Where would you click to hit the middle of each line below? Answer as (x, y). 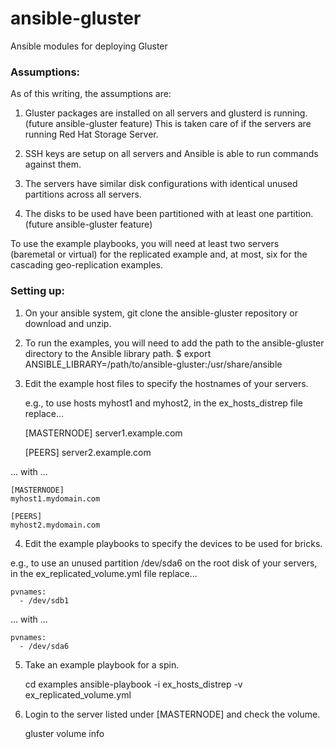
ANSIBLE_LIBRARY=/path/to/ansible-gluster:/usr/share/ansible (153, 364)
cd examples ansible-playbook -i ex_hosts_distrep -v (133, 684)
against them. (53, 164)
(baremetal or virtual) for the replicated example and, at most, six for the (159, 254)
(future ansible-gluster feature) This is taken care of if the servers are (168, 124)
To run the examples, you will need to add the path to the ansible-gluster (174, 343)
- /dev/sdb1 (44, 600)
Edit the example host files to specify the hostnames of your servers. (166, 383)
